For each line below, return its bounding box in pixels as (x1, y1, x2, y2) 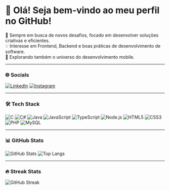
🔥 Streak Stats (5, 168, 41, 175)
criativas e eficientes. (5, 37, 50, 44)
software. (5, 48, 25, 55)
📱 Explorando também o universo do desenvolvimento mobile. (5, 54, 135, 60)
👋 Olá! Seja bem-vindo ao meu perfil (5, 5, 160, 16)
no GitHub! (5, 15, 52, 27)
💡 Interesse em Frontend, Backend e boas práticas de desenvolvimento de (5, 43, 161, 49)
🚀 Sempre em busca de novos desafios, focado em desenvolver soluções (5, 32, 159, 38)
